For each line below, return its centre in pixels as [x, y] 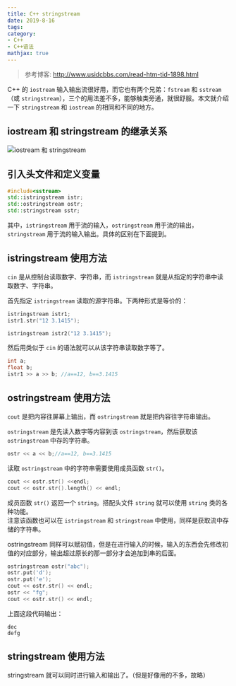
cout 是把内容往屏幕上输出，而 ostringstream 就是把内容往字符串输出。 [111, 416]
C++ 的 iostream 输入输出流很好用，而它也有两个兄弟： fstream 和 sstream [114, 89]
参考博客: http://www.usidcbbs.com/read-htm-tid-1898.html [111, 74]
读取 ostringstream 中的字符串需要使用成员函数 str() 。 [88, 468]
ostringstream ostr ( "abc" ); [49, 566]
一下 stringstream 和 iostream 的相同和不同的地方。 [82, 107]
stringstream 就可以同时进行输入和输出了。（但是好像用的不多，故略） [108, 675]
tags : [15, 27]
